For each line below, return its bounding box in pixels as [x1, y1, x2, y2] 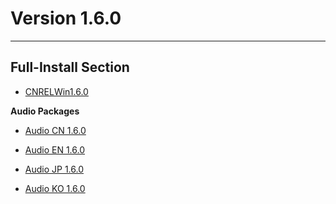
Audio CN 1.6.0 [24, 124, 87, 136]
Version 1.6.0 [10, 7, 122, 30]
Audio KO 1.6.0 [24, 182, 86, 194]
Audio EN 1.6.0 [24, 143, 86, 156]
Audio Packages [10, 105, 80, 117]
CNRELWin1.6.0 [24, 85, 89, 97]
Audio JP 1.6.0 [24, 163, 84, 175]
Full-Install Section [10, 59, 130, 76]
